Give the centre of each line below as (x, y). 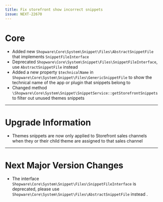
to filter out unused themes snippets (48, 98)
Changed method (29, 88)
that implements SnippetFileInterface (50, 57)
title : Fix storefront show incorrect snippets (54, 9)
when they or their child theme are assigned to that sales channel (77, 141)
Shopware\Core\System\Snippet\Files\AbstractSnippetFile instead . (80, 194)
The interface (25, 179)
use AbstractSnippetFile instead (45, 67)
